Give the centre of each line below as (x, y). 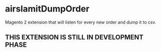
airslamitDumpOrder (47, 9)
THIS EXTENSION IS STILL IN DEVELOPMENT (74, 37)
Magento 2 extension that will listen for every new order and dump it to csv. (81, 22)
